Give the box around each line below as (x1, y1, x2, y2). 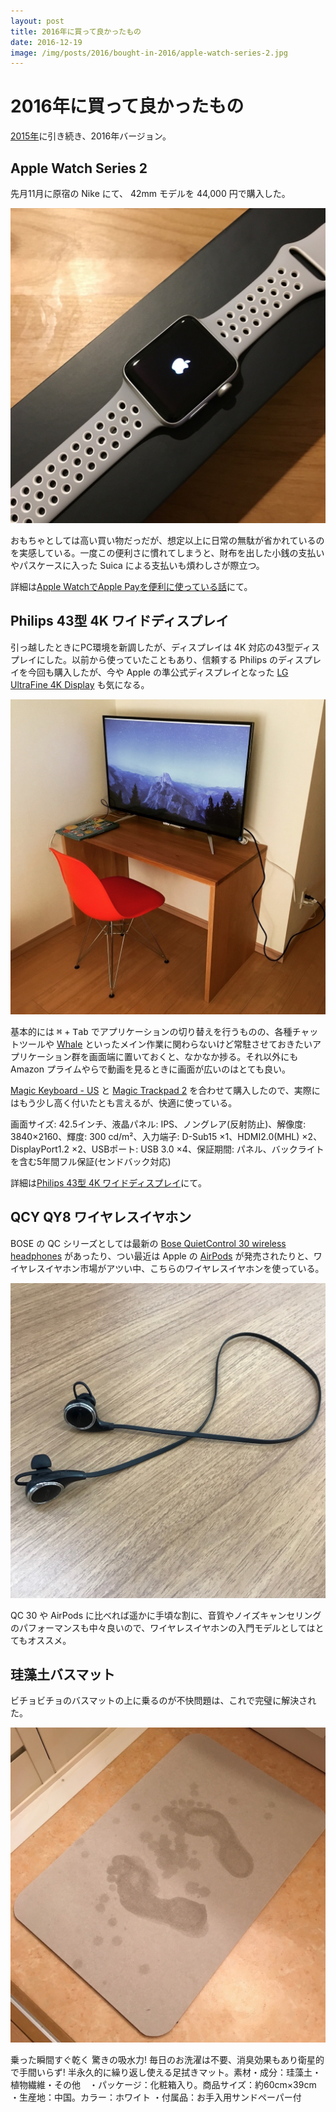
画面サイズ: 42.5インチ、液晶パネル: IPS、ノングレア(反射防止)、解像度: (10, 1118, 307, 1130)
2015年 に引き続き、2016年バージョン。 (10, 130, 172, 142)
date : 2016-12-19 (10, 37, 83, 47)
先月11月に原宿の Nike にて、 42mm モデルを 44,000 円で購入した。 (10, 188, 291, 199)
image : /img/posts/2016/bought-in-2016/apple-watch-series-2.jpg (10, 48, 288, 58)
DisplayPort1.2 (10, 1143, 70, 1155)
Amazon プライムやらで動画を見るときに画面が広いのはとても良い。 (10, 1063, 292, 1075)
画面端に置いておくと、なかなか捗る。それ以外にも (88, 1050, 299, 1062)
